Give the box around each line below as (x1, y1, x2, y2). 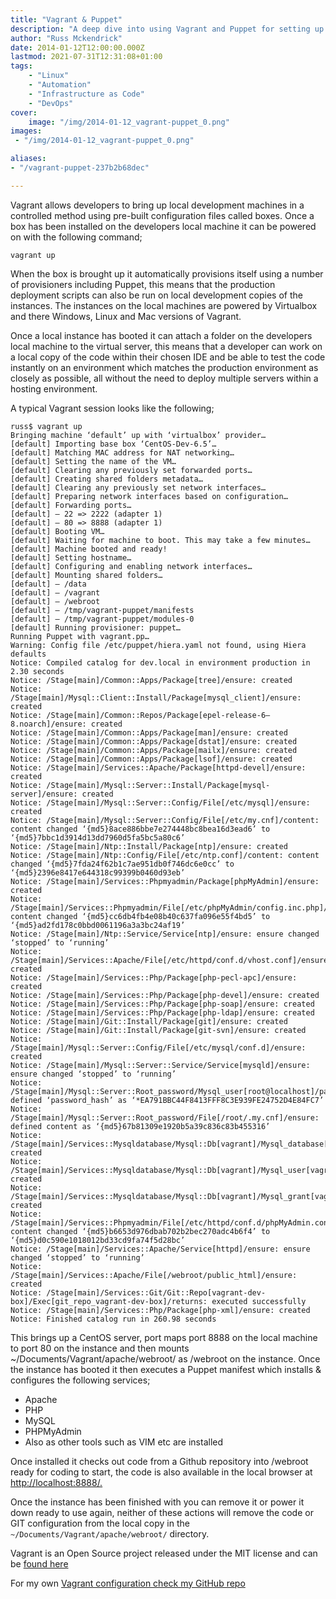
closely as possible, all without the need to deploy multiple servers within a (10, 372, 319, 384)
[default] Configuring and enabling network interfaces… (10, 561, 253, 571)
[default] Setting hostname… (10, 552, 132, 563)
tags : (10, 61, 33, 71)
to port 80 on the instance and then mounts (10, 1342, 190, 1354)
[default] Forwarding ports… (10, 500, 132, 510)
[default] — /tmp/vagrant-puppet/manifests (10, 605, 195, 615)
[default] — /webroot (10, 596, 101, 606)
